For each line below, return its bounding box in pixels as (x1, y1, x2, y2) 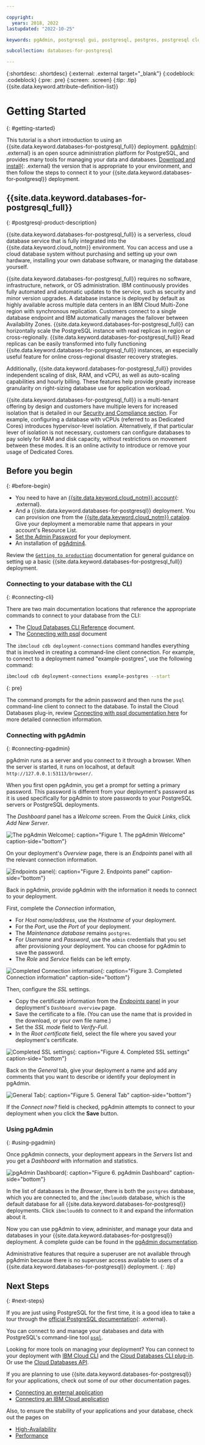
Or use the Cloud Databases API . (6, 1359, 89, 1366)
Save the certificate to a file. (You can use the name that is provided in (15, 1010, 192, 1018)
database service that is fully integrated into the (6, 237, 127, 245)
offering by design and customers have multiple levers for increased (6, 402, 178, 410)
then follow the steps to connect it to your (6, 169, 112, 176)
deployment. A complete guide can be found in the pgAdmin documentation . (6, 1238, 199, 1246)
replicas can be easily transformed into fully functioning (6, 340, 147, 347)
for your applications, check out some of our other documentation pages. (6, 1377, 191, 1384)
